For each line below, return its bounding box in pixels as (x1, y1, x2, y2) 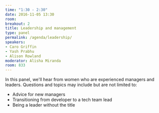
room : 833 (5, 63, 26, 68)
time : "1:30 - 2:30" (5, 7, 48, 12)
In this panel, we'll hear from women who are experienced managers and (5, 77, 155, 83)
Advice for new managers (12, 92, 66, 98)
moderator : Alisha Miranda (5, 58, 61, 63)
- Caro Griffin (5, 44, 37, 49)
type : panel (5, 30, 30, 35)
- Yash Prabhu (5, 49, 35, 54)
